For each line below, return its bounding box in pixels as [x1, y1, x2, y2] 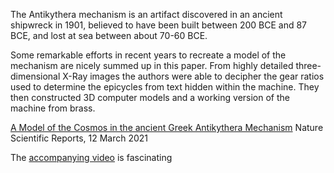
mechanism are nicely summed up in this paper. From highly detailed [10, 60, 294, 71]
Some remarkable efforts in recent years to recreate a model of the [10, 49, 287, 61]
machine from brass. [10, 102, 96, 114]
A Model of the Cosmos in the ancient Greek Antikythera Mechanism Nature [10, 122, 324, 133]
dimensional [10, 70, 61, 82]
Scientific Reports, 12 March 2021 [10, 132, 149, 144]
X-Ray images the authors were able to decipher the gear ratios [62, 70, 325, 82]
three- [295, 60, 322, 71]
